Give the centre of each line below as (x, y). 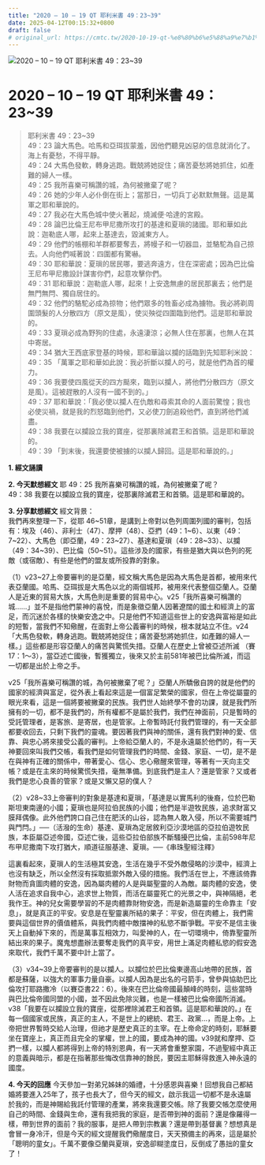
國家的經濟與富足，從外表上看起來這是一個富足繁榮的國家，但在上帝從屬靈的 (132, 692)
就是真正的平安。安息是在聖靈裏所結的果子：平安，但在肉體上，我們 (136, 913)
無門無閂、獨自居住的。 (65, 293)
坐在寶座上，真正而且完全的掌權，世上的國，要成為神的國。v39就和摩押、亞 (132, 1038)
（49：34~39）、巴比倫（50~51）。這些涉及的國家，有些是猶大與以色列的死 (130, 551)
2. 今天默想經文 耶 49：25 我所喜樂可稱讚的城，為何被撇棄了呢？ (114, 485)
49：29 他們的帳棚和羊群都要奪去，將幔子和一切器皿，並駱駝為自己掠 (141, 244)
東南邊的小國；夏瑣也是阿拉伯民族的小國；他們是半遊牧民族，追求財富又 (139, 808)
